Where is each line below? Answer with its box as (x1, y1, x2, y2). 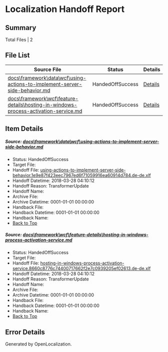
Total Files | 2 (5, 36, 33, 42)
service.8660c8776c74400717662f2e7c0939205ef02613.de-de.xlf (12, 265, 151, 271)
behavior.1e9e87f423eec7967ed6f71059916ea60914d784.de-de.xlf (12, 172, 151, 178)
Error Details (5, 327, 45, 336)
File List (5, 51, 30, 59)
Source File (33, 66, 61, 73)
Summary (5, 23, 36, 32)
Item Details (5, 124, 43, 133)
